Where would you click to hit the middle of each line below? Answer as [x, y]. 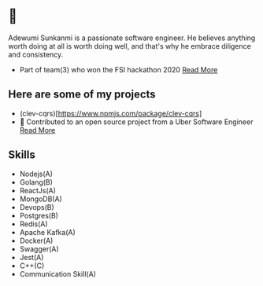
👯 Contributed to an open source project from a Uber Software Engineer [136, 122]
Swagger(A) [39, 249]
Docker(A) [36, 240]
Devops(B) [37, 207]
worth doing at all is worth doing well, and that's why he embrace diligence [130, 46]
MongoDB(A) [41, 199]
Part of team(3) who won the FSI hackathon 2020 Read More [119, 69]
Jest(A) [31, 257]
